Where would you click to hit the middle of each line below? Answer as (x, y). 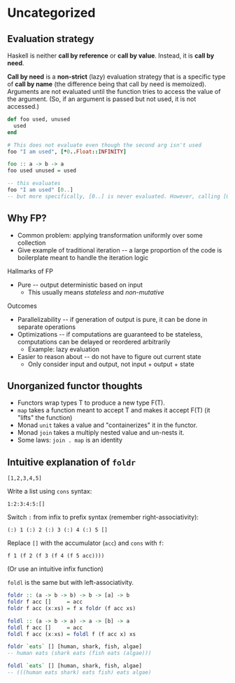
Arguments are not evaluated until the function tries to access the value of (114, 92)
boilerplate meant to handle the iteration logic (83, 257)
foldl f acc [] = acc (45, 628)
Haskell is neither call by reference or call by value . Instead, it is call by (111, 55)
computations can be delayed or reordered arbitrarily (94, 341)
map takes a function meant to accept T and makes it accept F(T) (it (114, 410)
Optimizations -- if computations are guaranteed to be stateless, (110, 334)
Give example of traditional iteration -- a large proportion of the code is (120, 250)
